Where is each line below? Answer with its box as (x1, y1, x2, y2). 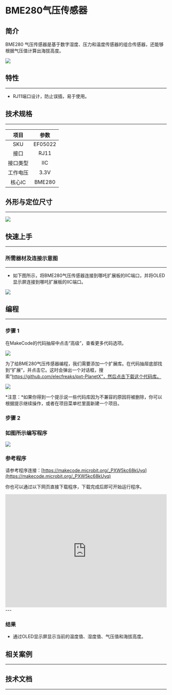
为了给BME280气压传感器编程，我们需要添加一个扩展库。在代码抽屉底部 (5, 360, 158, 367)
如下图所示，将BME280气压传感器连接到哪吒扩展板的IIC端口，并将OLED (12, 272, 165, 279)
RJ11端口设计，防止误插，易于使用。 (12, 93, 90, 99)
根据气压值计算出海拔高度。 (5, 48, 64, 54)
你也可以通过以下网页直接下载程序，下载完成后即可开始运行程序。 (5, 484, 144, 490)
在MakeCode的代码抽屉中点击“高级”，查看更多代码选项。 (5, 340, 126, 346)
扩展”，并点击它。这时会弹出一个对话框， (12, 367, 99, 373)
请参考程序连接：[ (5, 467, 44, 473)
